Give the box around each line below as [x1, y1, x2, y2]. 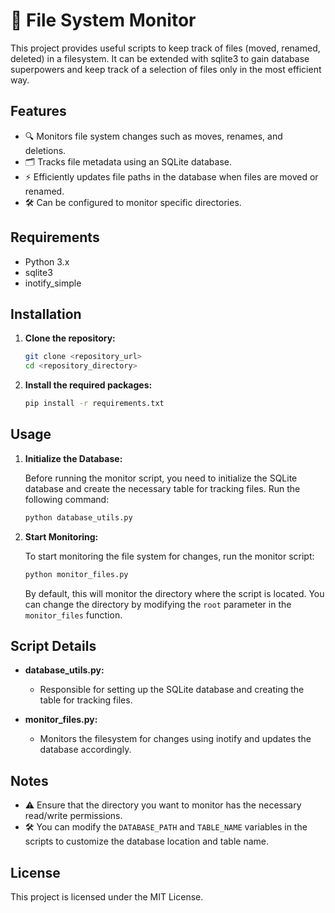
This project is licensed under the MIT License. [10, 891, 204, 903]
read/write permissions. [24, 810, 123, 822]
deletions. [24, 144, 67, 156]
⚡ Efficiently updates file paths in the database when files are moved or [24, 170, 319, 183]
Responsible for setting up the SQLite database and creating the [39, 684, 305, 696]
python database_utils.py [24, 512, 133, 523]
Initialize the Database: [24, 452, 123, 464]
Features [10, 103, 67, 120]
